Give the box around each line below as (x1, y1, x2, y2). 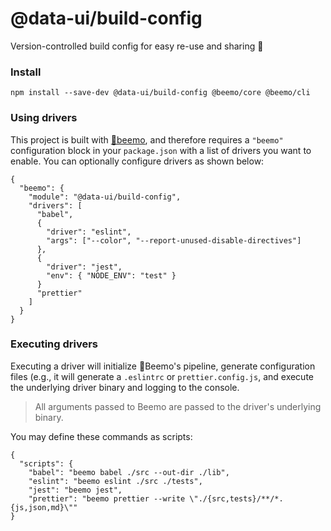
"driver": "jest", (46, 262, 123, 272)
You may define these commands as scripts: (10, 430, 193, 442)
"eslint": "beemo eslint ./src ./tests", (28, 476, 203, 486)
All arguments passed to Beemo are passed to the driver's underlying (34, 400, 322, 412)
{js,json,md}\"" (10, 502, 78, 512)
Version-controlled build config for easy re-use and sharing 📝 (10, 40, 264, 52)
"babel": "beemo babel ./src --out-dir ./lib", (28, 467, 230, 477)
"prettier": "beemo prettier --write (28, 493, 186, 504)
